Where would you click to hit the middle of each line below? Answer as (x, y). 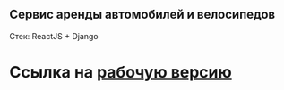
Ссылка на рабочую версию (121, 72)
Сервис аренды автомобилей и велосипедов (142, 15)
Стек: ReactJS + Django (54, 36)
